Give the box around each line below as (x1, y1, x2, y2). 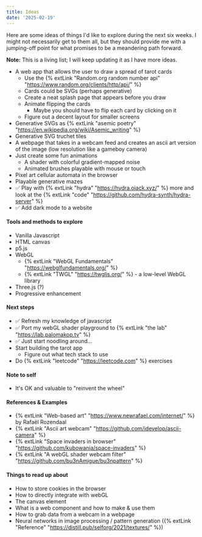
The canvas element (15, 497, 67, 505)
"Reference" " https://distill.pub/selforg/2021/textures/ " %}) (15, 524, 164, 531)
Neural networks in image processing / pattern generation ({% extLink (15, 517, 192, 524)
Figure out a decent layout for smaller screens (24, 113, 140, 120)
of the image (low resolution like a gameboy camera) (15, 145, 147, 153)
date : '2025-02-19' (6, 15, 56, 21)
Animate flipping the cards (24, 100, 91, 107)
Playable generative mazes (15, 178, 83, 185)
